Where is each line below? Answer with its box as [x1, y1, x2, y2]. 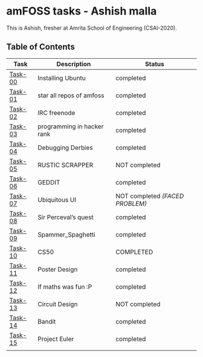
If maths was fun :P [37, 283, 92, 291]
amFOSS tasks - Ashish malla [6, 4, 157, 18]
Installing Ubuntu [37, 74, 86, 82]
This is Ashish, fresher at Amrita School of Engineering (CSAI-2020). [6, 24, 177, 31]
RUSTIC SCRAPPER [37, 160, 94, 169]
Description [56, 59, 91, 68]
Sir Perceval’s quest [37, 213, 94, 221]
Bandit [37, 317, 56, 326]
